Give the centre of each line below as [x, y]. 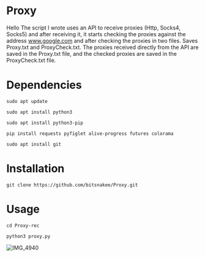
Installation [35, 169]
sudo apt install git [34, 144]
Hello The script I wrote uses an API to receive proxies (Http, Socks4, [93, 28]
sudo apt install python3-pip [45, 123]
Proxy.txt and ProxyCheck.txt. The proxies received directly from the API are [102, 47]
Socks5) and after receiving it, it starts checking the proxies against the [96, 34]
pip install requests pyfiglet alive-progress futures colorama [90, 133]
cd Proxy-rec [23, 225]
